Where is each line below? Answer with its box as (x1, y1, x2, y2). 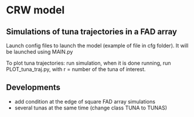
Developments (6, 83, 60, 93)
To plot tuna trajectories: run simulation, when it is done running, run (6, 59, 171, 66)
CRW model (6, 3, 65, 17)
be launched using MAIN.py (6, 48, 73, 55)
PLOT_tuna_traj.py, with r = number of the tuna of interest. (6, 66, 146, 73)
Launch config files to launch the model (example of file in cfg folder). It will (6, 42, 189, 49)
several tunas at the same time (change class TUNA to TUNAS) (14, 104, 168, 111)
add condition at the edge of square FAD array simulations (14, 98, 155, 105)
